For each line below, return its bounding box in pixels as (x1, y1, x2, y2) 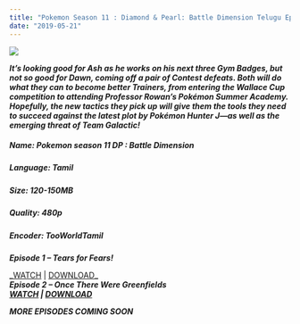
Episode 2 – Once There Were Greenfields (9, 278, 167, 290)
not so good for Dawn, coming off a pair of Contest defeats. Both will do (9, 72, 282, 83)
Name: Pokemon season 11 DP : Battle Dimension (9, 140, 195, 151)
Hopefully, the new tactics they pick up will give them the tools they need (9, 100, 287, 112)
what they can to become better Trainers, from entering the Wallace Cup (9, 81, 286, 92)
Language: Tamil (9, 162, 74, 173)
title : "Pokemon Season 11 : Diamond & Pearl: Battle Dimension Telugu (9, 12, 281, 22)
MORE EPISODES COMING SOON (9, 305, 134, 317)
